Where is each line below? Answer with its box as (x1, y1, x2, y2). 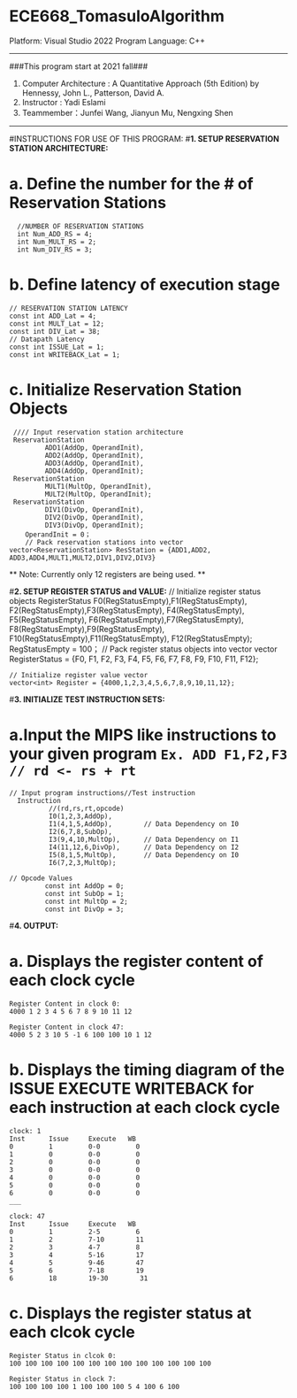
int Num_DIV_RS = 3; (17, 245, 93, 254)
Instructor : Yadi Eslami (21, 97, 106, 107)
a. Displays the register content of (9, 951, 263, 971)
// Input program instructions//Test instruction (9, 788, 196, 798)
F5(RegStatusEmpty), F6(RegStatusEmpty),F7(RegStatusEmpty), (9, 614, 245, 625)
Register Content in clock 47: (9, 1023, 125, 1031)
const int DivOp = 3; (44, 905, 125, 914)
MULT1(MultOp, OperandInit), (44, 482, 152, 490)
